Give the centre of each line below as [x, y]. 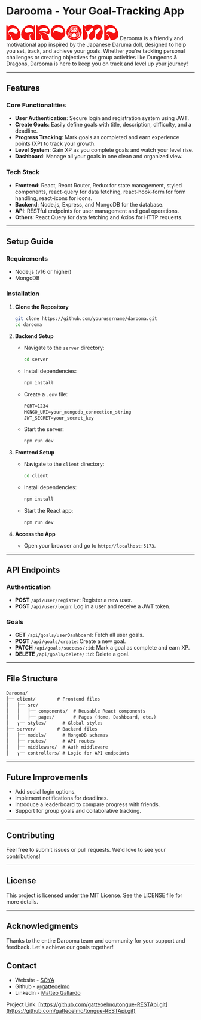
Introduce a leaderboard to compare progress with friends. [87, 804]
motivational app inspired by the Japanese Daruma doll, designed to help [96, 44]
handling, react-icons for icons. [54, 198]
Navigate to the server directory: [64, 348]
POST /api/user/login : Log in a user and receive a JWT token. [92, 606]
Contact [22, 966]
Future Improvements [47, 777]
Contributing [31, 835]
